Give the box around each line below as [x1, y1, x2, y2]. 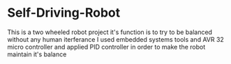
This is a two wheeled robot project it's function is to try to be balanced [7, 28, 213, 36]
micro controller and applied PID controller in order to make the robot [7, 42, 206, 51]
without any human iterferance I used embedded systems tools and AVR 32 [7, 35, 225, 43]
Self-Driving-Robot [7, 5, 121, 21]
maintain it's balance [7, 50, 67, 58]
